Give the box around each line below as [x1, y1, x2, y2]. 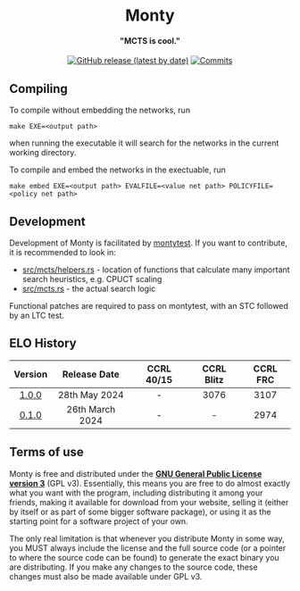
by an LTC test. [9, 310, 65, 321]
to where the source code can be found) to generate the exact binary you [9, 552, 279, 562]
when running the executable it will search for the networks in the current [9, 137, 279, 148]
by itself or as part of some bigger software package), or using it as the [9, 506, 271, 517]
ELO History [9, 336, 78, 351]
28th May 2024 [57, 388, 124, 401]
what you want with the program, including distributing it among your [9, 487, 263, 498]
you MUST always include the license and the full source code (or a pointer [9, 542, 287, 554]
